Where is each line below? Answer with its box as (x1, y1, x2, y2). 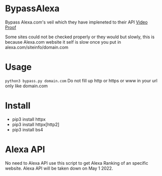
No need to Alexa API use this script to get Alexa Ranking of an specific (5, 160, 149, 166)
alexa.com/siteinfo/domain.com (5, 44, 69, 50)
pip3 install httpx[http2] (12, 121, 60, 127)
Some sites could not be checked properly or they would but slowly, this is (5, 34, 155, 40)
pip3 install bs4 (12, 126, 43, 132)
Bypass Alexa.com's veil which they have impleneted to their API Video (5, 19, 148, 25)
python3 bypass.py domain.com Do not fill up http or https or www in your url (5, 77, 158, 83)
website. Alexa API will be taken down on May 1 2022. (5, 165, 113, 171)
